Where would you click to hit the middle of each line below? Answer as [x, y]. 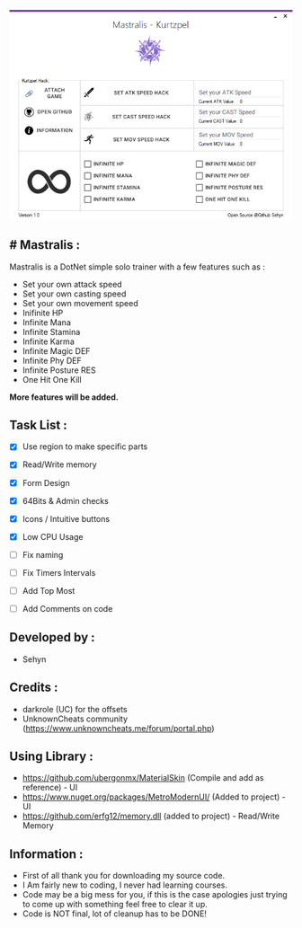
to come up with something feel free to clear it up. [115, 905]
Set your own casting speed [74, 294]
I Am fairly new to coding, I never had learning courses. [124, 885]
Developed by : [53, 637]
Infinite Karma [48, 341]
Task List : [38, 425]
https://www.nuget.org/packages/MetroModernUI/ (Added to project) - [154, 797]
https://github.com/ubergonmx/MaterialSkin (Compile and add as [143, 778]
